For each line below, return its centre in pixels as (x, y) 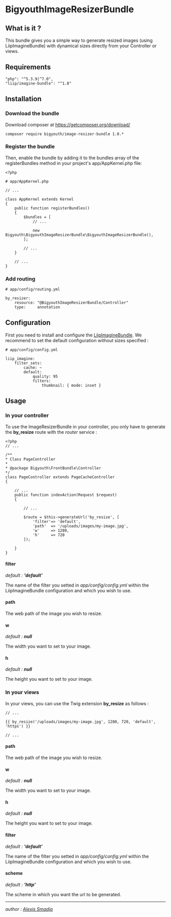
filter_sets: (28, 363)
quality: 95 (45, 376)
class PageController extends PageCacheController (60, 477)
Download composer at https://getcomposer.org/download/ (68, 124)
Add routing (20, 279)
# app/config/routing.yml (33, 289)
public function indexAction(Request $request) (66, 495)
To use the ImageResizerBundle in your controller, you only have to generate (85, 427)
